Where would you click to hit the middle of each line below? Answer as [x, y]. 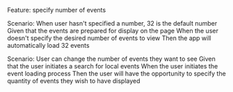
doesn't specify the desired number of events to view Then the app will [109, 38]
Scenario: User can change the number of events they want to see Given [111, 59]
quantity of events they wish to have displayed [74, 81]
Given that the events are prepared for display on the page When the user [113, 31]
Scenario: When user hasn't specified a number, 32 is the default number [112, 23]
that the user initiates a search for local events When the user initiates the [113, 66]
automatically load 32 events [48, 45]
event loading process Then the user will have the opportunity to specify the [116, 73]
